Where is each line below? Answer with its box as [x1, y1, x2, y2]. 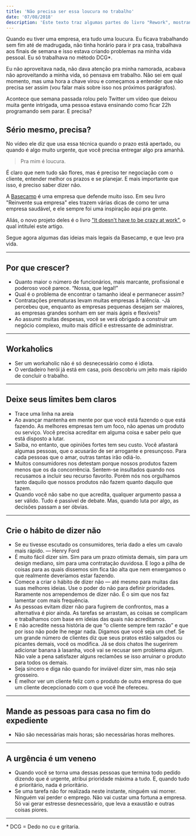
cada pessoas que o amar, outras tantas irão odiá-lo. [14, 454, 142, 461]
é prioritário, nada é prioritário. [14, 782, 89, 789]
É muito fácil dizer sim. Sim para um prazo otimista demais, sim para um [14, 554, 188, 561]
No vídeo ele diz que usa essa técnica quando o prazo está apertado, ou [6, 140, 181, 147]
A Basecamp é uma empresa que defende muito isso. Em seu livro [6, 193, 166, 200]
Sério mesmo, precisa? [6, 125, 92, 134]
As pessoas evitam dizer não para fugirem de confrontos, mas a [14, 603, 169, 610]
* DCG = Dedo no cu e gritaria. [6, 823, 80, 830]
